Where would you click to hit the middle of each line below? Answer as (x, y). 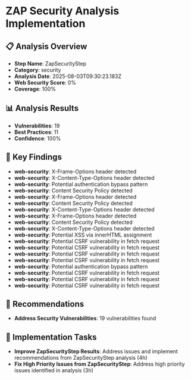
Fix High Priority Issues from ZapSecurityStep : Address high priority (99, 364)
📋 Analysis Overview (46, 46)
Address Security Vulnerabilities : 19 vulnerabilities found (85, 318)
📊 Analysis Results (42, 108)
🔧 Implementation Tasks (51, 337)
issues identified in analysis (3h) (54, 370)
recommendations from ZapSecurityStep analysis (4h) (81, 358)
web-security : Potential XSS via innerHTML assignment (83, 235)
